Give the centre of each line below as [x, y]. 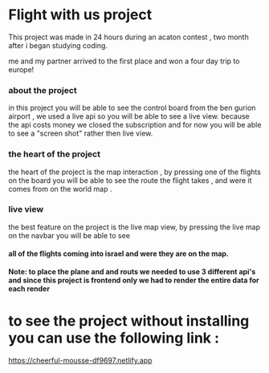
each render [29, 289]
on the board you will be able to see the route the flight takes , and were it [130, 180]
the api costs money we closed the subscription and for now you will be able [135, 125]
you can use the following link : [114, 338]
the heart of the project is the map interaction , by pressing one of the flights [134, 172]
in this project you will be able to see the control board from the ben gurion [132, 108]
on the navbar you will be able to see [69, 235]
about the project [43, 90]
